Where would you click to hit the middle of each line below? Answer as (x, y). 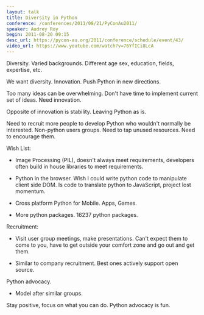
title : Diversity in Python (42, 18)
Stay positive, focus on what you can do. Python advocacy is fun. (88, 305)
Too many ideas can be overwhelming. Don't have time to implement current (102, 93)
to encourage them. (31, 136)
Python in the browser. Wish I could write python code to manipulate (101, 178)
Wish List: (19, 148)
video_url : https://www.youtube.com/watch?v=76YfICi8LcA (80, 46)
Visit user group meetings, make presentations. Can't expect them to (101, 238)
